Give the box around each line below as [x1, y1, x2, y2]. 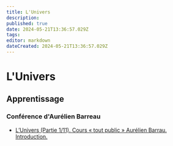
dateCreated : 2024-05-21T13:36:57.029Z [6, 44, 108, 50]
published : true [6, 20, 48, 26]
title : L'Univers [6, 9, 51, 15]
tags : [6, 32, 20, 38]
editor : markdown [6, 37, 51, 44]
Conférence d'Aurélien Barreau [6, 112, 101, 121]
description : [6, 15, 40, 21]
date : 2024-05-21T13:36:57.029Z [6, 26, 89, 33]
